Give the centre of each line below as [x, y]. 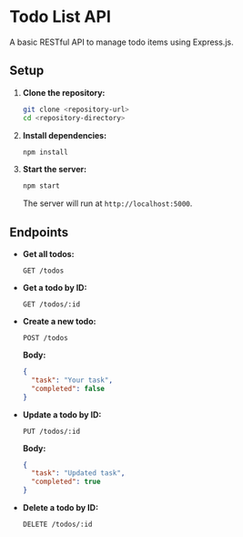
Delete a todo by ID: [60, 508]
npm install [45, 152]
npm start [41, 186]
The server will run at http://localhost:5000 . [107, 203]
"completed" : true [66, 482]
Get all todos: [48, 254]
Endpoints [39, 232]
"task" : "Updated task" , [78, 473]
